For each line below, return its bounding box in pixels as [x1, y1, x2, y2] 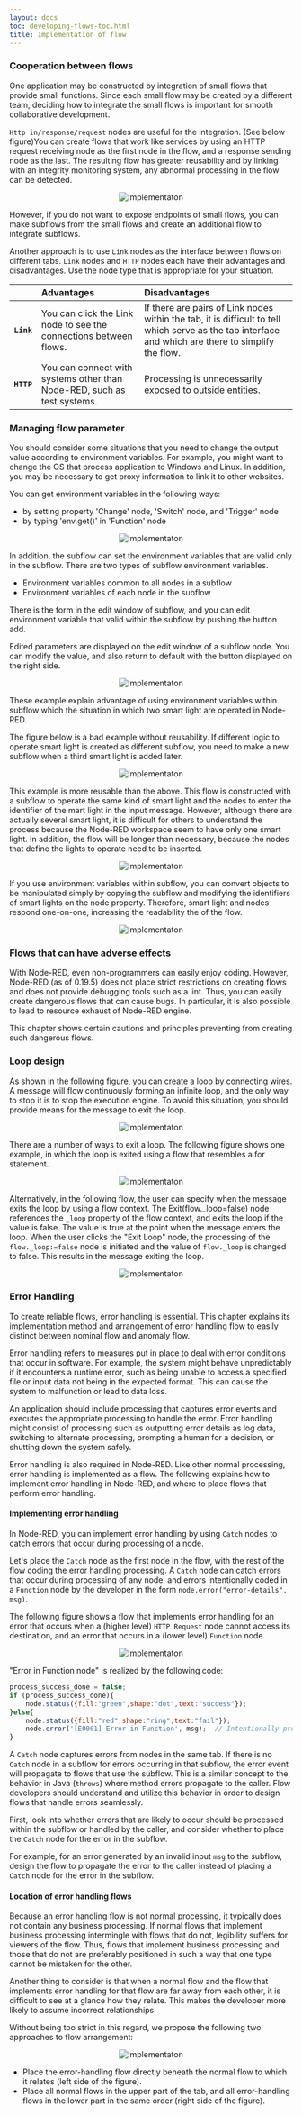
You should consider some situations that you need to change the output [9, 442, 279, 453]
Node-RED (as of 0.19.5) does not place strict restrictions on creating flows [9, 976, 287, 987]
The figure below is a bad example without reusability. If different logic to [9, 731, 280, 742]
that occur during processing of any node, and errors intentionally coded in [9, 1575, 288, 1585]
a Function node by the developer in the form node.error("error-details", [9, 1584, 288, 1595]
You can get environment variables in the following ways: [9, 488, 221, 499]
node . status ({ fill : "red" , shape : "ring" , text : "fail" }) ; [25, 1716, 231, 1725]
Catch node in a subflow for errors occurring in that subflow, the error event [9, 1758, 289, 1770]
